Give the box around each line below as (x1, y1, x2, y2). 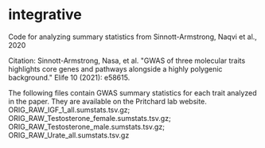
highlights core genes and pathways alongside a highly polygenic (8, 64, 223, 73)
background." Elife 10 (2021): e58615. (8, 72, 131, 82)
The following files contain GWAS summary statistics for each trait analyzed (8, 88, 257, 97)
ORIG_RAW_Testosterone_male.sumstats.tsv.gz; (8, 122, 166, 131)
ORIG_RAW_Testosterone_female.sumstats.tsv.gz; (8, 113, 171, 123)
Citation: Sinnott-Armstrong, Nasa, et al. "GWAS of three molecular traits (8, 56, 246, 65)
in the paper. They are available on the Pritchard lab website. (8, 96, 207, 106)
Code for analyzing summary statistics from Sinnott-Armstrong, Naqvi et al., (8, 32, 257, 41)
